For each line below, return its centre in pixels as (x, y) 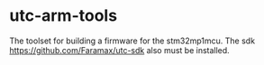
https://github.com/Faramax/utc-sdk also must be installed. (119, 50)
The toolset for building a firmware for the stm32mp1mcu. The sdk (132, 41)
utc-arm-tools (64, 16)
